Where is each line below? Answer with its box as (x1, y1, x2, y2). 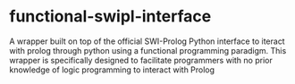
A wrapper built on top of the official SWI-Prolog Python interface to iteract (9, 36, 285, 46)
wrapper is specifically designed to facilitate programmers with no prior (9, 55, 273, 65)
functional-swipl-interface (9, 6, 212, 27)
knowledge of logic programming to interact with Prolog (9, 64, 215, 75)
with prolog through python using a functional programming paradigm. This (9, 45, 287, 55)
